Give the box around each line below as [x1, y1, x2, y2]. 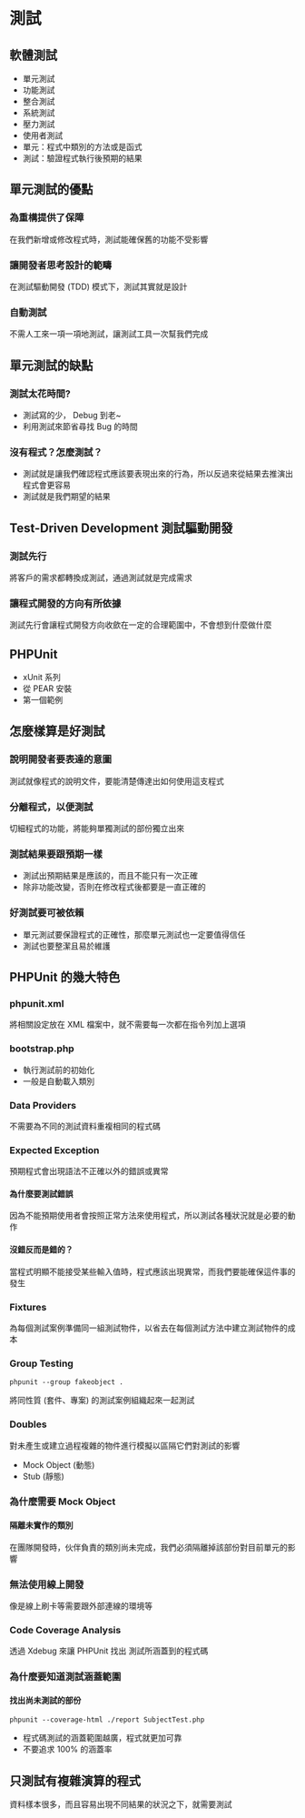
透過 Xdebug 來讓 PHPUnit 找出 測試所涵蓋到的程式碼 [9, 1645, 209, 1656]
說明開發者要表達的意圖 [9, 753, 112, 766]
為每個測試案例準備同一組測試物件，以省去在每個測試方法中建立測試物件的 [9, 1322, 288, 1333]
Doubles [9, 1418, 47, 1431]
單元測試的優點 [9, 182, 93, 197]
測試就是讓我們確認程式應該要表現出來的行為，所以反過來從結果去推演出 [22, 468, 293, 479]
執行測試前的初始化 [22, 1064, 95, 1075]
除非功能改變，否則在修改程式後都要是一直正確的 [22, 881, 206, 892]
